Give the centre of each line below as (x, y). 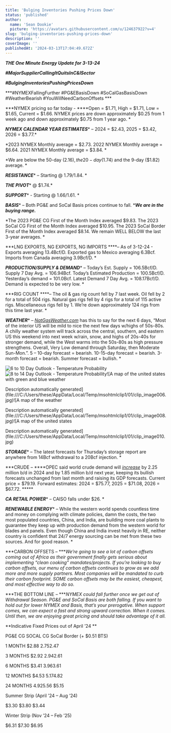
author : (14, 20)
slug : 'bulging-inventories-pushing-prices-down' (59, 34)
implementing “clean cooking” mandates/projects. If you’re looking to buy (83, 562)
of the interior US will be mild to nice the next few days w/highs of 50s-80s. (85, 325)
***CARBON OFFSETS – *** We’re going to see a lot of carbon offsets (79, 551)
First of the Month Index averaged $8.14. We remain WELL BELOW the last (83, 231)
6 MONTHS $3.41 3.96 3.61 (33, 666)
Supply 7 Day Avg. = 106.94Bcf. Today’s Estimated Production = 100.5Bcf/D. (85, 273)
